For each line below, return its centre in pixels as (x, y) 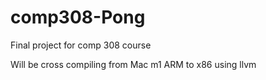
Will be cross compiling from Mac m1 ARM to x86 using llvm (133, 64)
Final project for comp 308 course (81, 45)
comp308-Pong (78, 17)
